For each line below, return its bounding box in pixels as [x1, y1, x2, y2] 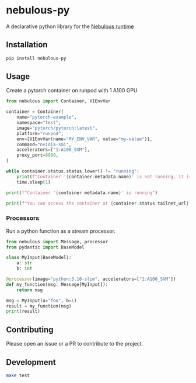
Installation [6, 40, 48, 50]
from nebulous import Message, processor [6, 239, 108, 244]
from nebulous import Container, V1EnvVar [6, 98, 111, 104]
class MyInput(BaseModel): [6, 255, 72, 261]
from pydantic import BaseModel [6, 244, 85, 250]
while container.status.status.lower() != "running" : [6, 168, 140, 174]
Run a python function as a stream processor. [6, 227, 116, 234]
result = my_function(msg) [6, 303, 72, 309]
